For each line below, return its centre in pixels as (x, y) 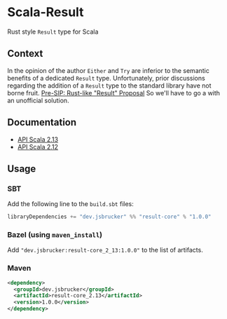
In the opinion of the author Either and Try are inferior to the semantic (109, 70)
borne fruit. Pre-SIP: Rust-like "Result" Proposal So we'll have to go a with (114, 93)
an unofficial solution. (38, 100)
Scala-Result (46, 12)
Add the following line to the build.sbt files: (71, 204)
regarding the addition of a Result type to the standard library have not (109, 86)
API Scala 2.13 (37, 139)
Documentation (42, 122)
